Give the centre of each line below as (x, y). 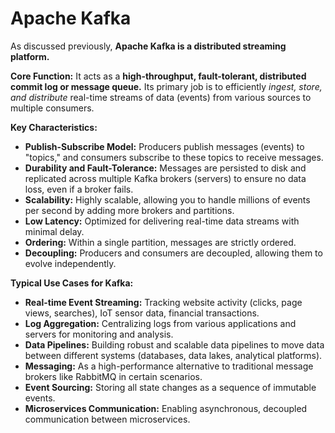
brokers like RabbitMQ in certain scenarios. (113, 376)
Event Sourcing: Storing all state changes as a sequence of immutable (170, 387)
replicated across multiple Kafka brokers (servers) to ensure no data (165, 178)
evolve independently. (70, 263)
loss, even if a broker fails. (79, 189)
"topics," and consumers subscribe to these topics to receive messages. (174, 157)
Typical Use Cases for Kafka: (72, 283)
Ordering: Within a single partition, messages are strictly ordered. (160, 242)
